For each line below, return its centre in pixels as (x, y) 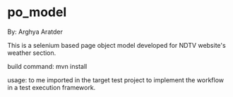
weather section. (32, 53)
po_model (37, 12)
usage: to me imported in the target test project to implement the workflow (116, 80)
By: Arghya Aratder (35, 32)
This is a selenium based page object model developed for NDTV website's (116, 45)
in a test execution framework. (52, 87)
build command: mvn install (47, 66)
